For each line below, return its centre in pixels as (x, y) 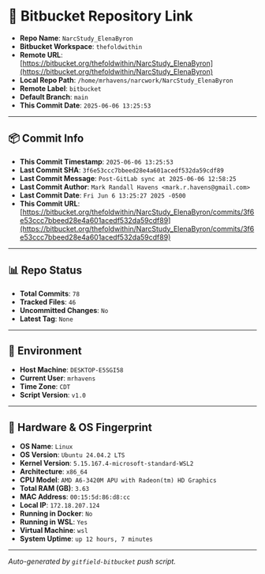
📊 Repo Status (45, 271)
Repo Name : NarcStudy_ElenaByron (76, 38)
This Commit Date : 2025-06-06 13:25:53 (85, 105)
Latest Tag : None (46, 319)
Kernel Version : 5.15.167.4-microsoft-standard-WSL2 (106, 463)
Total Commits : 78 (50, 293)
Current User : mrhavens (58, 378)
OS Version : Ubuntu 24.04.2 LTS (72, 455)
